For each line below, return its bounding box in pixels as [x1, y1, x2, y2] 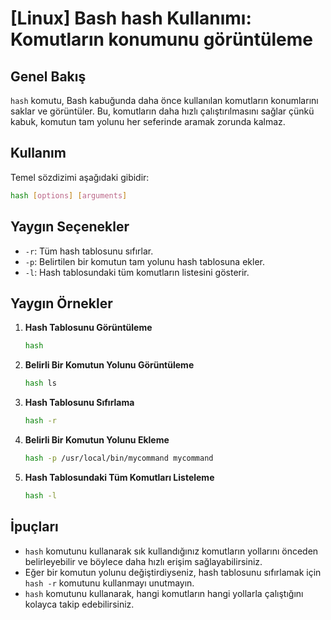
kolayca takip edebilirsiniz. [24, 598, 135, 610]
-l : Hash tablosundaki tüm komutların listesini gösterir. [24, 266, 250, 278]
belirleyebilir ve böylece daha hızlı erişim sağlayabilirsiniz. [24, 555, 263, 567]
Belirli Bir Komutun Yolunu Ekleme [24, 433, 170, 446]
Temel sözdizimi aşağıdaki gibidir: [10, 171, 150, 183]
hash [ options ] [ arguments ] [10, 190, 128, 201]
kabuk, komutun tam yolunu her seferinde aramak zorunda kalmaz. [10, 116, 286, 127]
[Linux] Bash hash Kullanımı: [10, 7, 252, 30]
